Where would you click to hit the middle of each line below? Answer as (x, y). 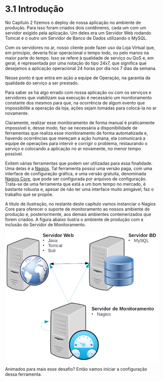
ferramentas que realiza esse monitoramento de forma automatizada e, (76, 133)
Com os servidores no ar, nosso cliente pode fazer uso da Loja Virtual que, (80, 47)
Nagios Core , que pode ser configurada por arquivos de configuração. (76, 179)
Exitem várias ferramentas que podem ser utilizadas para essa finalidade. (79, 163)
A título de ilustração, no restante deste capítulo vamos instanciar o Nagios (81, 204)
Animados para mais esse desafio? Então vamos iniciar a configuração (76, 369)
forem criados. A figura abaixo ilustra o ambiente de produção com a (74, 219)
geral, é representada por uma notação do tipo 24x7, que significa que (76, 63)
